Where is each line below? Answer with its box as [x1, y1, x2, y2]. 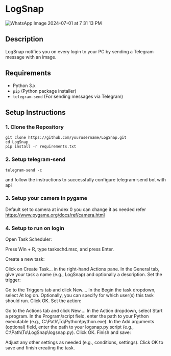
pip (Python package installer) [12, 88, 77, 94]
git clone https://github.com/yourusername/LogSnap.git [5, 135, 127, 140]
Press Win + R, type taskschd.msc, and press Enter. [5, 246, 114, 253]
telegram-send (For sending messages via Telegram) [12, 93, 124, 99]
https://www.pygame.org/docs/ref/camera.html [5, 212, 105, 218]
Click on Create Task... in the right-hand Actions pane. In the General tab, [5, 266, 160, 272]
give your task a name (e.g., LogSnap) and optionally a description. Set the [5, 271, 162, 278]
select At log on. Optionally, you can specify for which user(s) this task [5, 292, 154, 299]
